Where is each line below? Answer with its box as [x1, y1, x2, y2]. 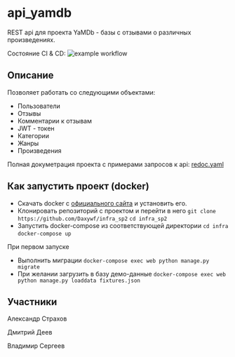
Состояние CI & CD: [7, 49, 66, 58]
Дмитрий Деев [7, 328, 53, 337]
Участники [7, 296, 58, 308]
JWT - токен [17, 124, 55, 133]
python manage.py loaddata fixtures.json [17, 277, 140, 284]
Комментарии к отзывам [17, 116, 93, 125]
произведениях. [7, 35, 55, 43]
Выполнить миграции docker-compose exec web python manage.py [17, 256, 210, 264]
